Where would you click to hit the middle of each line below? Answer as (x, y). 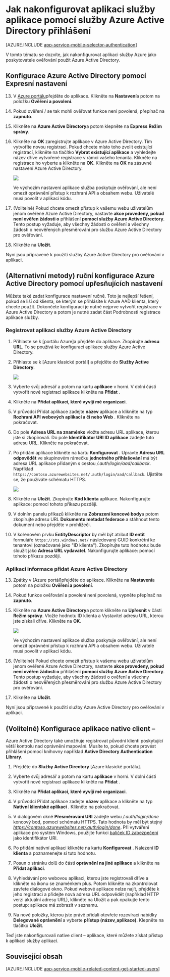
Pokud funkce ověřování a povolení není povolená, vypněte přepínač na (87, 595)
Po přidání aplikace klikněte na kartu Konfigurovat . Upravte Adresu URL (89, 452)
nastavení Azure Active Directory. (48, 168)
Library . (14, 757)
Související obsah (34, 957)
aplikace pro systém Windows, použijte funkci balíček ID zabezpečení (86, 832)
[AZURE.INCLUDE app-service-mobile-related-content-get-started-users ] (83, 968)
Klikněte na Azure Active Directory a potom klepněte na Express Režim (87, 126)
